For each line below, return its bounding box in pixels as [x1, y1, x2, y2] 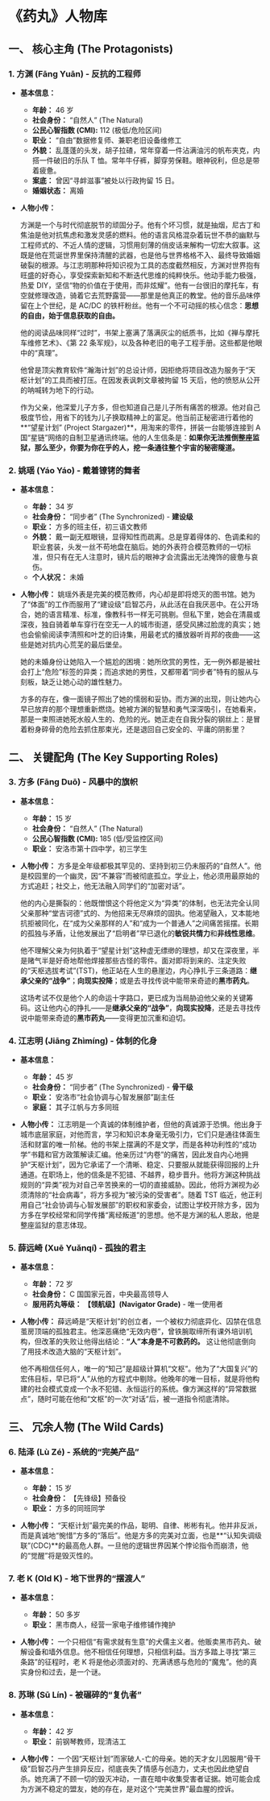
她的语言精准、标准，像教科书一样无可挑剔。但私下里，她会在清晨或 [34, 609, 260, 619]
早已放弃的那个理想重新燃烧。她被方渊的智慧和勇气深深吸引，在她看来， [19, 705, 260, 714]
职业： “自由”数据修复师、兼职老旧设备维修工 [31, 135, 182, 145]
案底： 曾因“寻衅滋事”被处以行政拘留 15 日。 [31, 175, 179, 185]
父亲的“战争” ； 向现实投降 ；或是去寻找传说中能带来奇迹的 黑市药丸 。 [27, 975, 254, 985]
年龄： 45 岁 [31, 1072, 74, 1082]
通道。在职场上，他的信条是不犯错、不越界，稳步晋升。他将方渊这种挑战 [19, 1170, 260, 1179]
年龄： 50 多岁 [31, 1610, 81, 1620]
